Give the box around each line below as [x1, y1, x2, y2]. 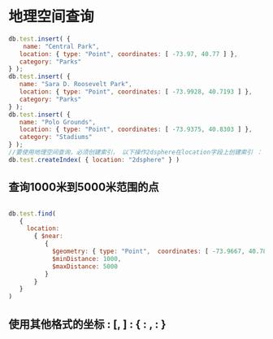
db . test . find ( [8, 209, 57, 218]
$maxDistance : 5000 [51, 262, 118, 271]
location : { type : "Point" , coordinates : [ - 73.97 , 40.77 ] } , [19, 50, 238, 58]
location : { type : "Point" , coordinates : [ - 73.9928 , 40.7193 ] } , [19, 88, 253, 96]
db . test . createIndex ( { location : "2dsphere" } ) [8, 155, 180, 163]
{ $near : [33, 233, 63, 241]
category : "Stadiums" [19, 133, 93, 141]
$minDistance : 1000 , [51, 254, 122, 263]
